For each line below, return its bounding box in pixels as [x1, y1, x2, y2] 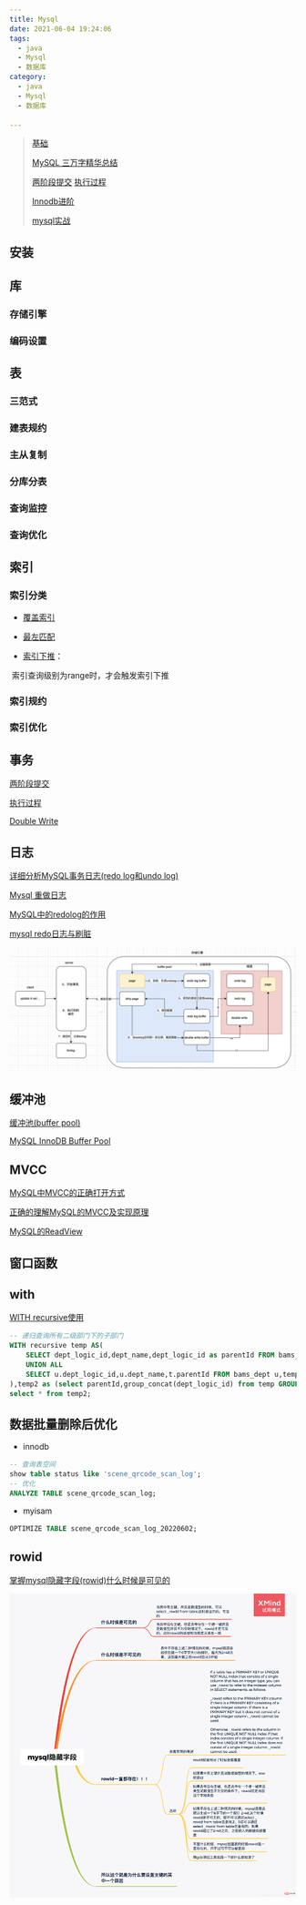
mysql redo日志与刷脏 [9, 929, 92, 940]
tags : [9, 34, 30, 43]
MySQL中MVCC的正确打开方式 [9, 1187, 126, 1198]
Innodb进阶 [31, 196, 75, 207]
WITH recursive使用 [9, 1312, 85, 1323]
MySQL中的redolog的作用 [9, 909, 107, 920]
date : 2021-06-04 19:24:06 [9, 24, 112, 34]
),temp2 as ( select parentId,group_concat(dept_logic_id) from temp [9, 1380, 275, 1389]
